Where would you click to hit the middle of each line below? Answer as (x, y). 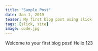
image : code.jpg (22, 29)
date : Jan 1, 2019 (25, 15)
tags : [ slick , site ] (27, 24)
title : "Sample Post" (28, 10)
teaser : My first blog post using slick (49, 19)
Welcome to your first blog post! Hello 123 (49, 43)
